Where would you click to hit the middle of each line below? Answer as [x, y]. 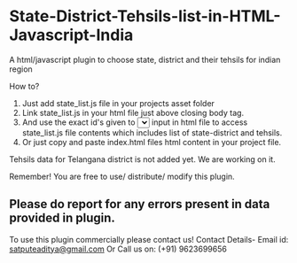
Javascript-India [71, 35]
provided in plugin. [62, 218]
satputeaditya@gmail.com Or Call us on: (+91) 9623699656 [118, 249]
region [21, 69]
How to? [24, 86]
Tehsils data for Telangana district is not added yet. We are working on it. [143, 159]
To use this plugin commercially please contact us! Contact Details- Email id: [149, 239]
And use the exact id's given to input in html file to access [135, 122]
